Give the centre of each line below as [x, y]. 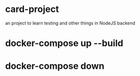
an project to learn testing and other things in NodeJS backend [70, 23]
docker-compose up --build [64, 43]
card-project [32, 9]
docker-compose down [55, 66]
